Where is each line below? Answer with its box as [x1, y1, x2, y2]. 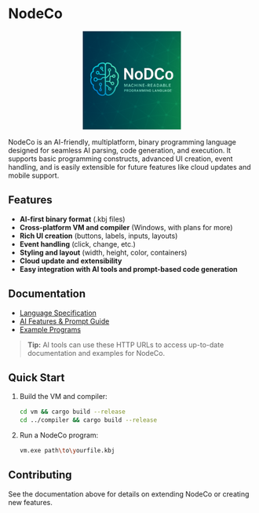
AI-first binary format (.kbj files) [19, 214, 126, 224]
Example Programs [19, 324, 81, 334]
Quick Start [8, 371, 65, 384]
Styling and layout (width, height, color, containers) [19, 247, 188, 257]
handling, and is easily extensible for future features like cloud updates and [8, 162, 251, 171]
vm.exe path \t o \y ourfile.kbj [19, 447, 115, 455]
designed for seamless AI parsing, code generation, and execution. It [8, 145, 232, 155]
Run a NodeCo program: [19, 431, 99, 440]
